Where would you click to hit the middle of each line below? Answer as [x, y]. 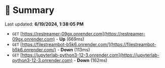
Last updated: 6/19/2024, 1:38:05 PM [44, 24]
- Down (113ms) [74, 49]
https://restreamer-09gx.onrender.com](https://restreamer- [84, 33]
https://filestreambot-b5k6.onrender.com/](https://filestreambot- [89, 44]
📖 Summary [30, 10]
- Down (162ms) [90, 60]
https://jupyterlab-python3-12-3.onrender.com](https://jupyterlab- [91, 55]
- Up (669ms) [70, 39]
